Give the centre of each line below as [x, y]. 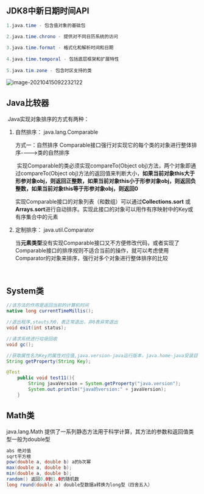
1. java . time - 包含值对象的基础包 [46, 25]
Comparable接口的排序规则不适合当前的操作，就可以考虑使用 [92, 250]
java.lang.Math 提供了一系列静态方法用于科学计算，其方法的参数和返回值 [97, 431]
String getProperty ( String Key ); [49, 361]
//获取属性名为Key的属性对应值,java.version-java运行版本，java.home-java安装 [100, 356]
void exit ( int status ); [37, 328]
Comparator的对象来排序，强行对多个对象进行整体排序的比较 [92, 258]
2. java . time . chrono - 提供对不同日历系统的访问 [62, 36]
